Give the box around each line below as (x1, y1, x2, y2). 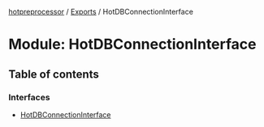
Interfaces (8, 91, 50, 103)
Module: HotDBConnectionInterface (8, 36, 258, 53)
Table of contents (8, 67, 99, 81)
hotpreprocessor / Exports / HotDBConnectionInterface (8, 7, 193, 16)
